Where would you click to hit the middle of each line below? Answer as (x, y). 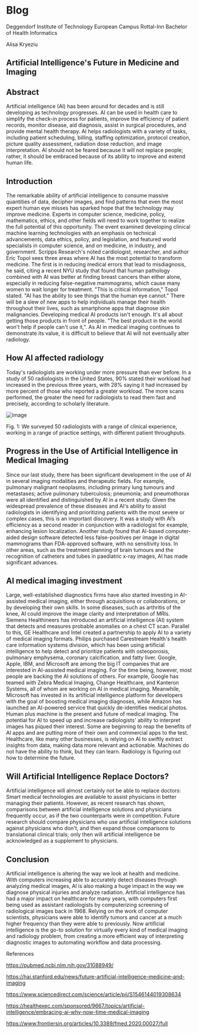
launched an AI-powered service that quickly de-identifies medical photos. (97, 708)
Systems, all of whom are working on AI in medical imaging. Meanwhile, (93, 689)
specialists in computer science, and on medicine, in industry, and (86, 245)
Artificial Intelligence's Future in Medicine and (93, 63)
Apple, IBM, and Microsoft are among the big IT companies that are (88, 664)
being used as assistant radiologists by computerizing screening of (88, 905)
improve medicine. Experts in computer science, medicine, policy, (86, 214)
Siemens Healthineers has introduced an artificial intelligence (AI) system (95, 620)
